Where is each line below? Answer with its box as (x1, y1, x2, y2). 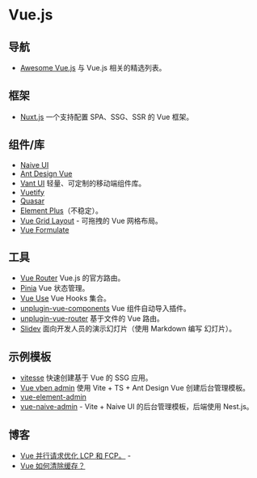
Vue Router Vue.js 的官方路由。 (19, 273, 125, 283)
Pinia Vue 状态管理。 (19, 284, 90, 293)
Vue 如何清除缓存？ (19, 461, 86, 471)
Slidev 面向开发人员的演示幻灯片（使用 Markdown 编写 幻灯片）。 (19, 324, 237, 334)
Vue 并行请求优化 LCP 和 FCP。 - (19, 451, 132, 461)
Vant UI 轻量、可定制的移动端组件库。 (19, 178, 146, 188)
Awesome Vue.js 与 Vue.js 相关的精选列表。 (19, 63, 166, 72)
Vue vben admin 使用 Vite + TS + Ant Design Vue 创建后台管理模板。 (19, 383, 251, 393)
